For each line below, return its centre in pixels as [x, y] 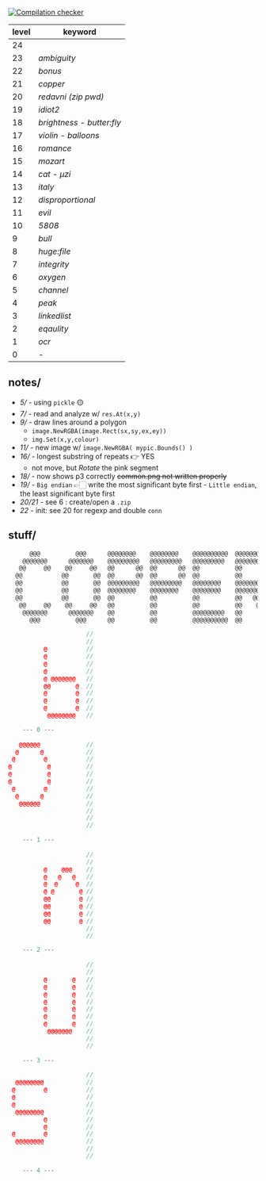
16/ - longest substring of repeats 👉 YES [87, 456]
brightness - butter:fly [80, 123]
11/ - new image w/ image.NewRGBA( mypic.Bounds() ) [106, 447]
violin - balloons [69, 135]
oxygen [52, 277]
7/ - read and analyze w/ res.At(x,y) [80, 413]
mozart [52, 161]
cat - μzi [55, 174]
